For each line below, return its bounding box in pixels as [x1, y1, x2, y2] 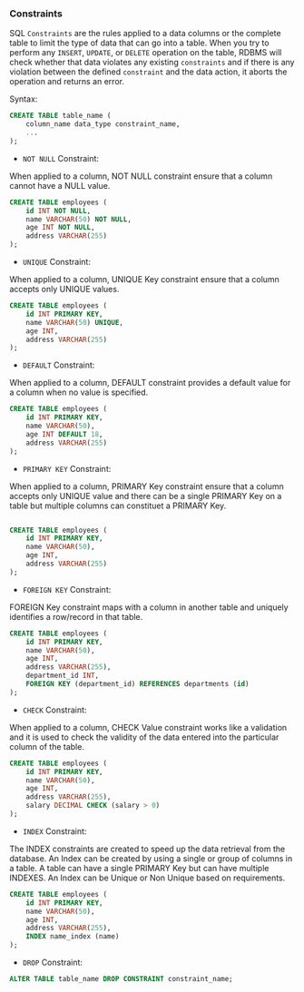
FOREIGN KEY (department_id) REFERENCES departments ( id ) [25, 680, 250, 689]
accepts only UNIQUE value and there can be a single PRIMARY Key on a [9, 490, 282, 501]
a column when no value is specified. [9, 387, 149, 398]
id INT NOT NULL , [25, 206, 92, 215]
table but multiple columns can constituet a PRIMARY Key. [9, 500, 227, 511]
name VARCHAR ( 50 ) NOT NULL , [25, 214, 132, 224]
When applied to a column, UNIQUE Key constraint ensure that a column [9, 274, 279, 285]
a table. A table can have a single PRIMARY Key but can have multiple [9, 862, 270, 873]
